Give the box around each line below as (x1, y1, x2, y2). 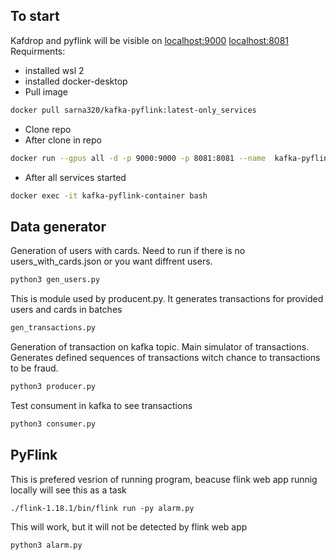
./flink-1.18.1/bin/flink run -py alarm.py (10, 503, 195, 513)
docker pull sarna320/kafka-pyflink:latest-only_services (10, 105, 257, 115)
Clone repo (24, 123, 72, 135)
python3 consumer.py (10, 419, 97, 429)
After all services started (24, 171, 127, 183)
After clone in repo (24, 134, 102, 146)
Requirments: (10, 45, 66, 57)
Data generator (10, 218, 107, 235)
